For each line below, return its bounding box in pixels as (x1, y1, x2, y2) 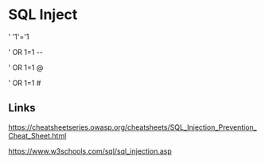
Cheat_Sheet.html (8, 131, 67, 140)
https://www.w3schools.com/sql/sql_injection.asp (8, 146, 173, 156)
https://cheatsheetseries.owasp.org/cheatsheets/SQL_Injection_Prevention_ (8, 122, 257, 132)
